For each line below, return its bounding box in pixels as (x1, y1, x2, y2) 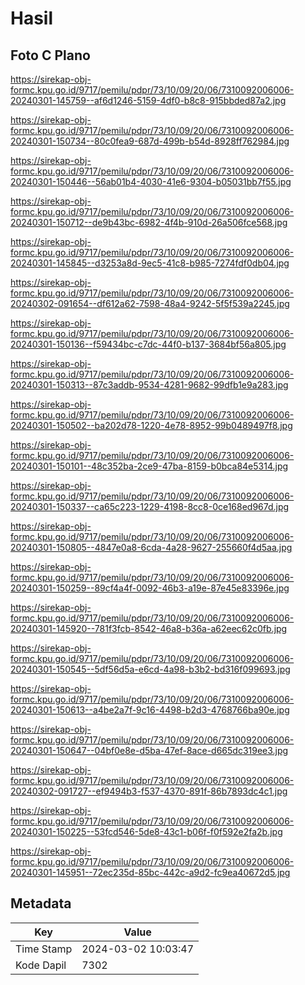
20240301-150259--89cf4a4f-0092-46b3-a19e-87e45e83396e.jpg (10, 582, 290, 594)
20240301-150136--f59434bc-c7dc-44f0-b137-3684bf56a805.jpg (10, 338, 287, 350)
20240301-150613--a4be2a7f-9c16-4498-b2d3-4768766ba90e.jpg (10, 704, 290, 716)
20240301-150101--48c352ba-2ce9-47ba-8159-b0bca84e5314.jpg (10, 460, 289, 472)
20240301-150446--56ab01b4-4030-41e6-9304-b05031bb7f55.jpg (10, 176, 292, 187)
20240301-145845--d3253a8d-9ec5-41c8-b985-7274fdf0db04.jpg (10, 257, 290, 269)
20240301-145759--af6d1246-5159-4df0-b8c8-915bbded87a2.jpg (10, 95, 287, 106)
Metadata (10, 895, 72, 912)
